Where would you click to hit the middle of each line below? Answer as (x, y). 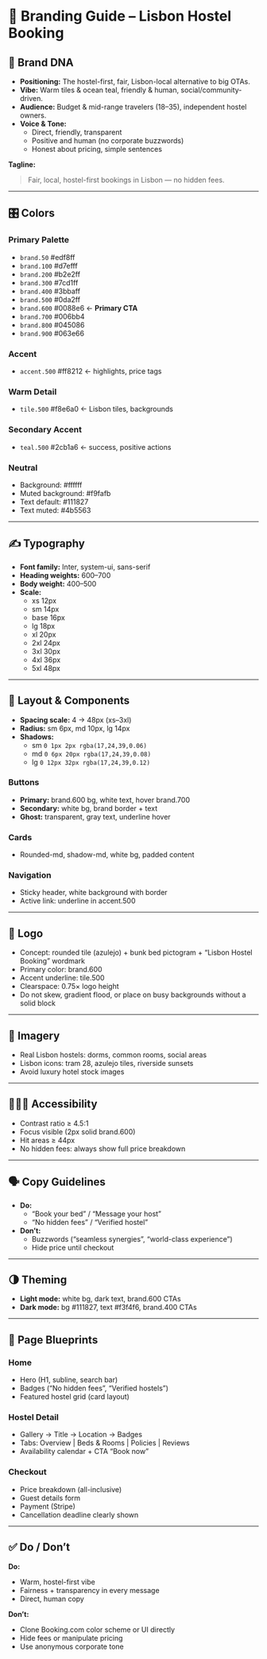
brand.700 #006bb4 (52, 316)
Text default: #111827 (54, 502)
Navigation (30, 875)
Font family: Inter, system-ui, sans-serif (85, 567)
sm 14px (45, 609)
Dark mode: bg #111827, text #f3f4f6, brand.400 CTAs (108, 1308)
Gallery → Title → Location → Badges (81, 1435)
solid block (37, 1003)
